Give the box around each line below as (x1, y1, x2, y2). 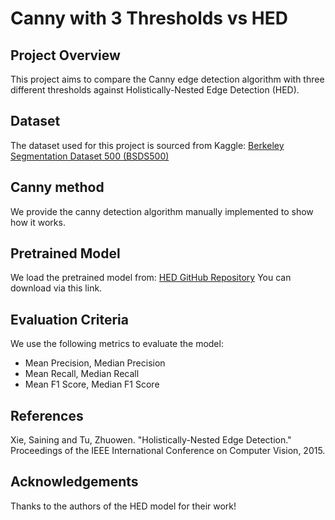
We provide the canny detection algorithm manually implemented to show (10, 205, 314, 217)
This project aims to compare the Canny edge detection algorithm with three (10, 73, 325, 85)
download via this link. (10, 282, 103, 294)
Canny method (10, 179, 105, 196)
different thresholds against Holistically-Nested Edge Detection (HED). (10, 84, 300, 96)
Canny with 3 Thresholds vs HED (10, 7, 288, 30)
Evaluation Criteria (10, 311, 129, 328)
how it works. (10, 216, 66, 228)
